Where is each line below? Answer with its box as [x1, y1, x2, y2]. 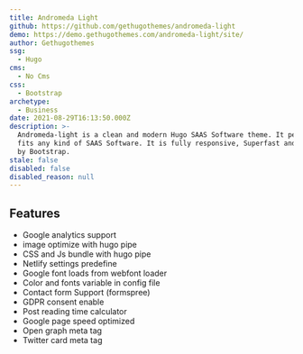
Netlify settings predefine [22, 259, 117, 269]
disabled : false [9, 164, 70, 173]
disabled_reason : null [9, 172, 95, 181]
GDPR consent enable [22, 296, 105, 307]
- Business [17, 105, 59, 114]
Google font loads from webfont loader [22, 268, 168, 279]
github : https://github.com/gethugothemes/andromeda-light [9, 22, 236, 31]
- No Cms [17, 72, 50, 81]
